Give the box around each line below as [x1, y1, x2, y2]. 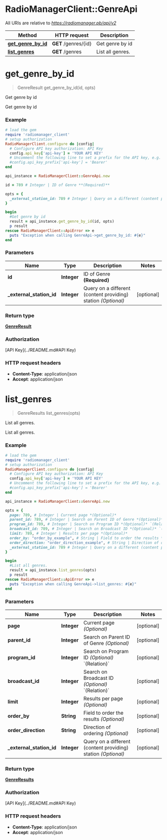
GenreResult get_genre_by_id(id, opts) [17, 85, 96, 91]
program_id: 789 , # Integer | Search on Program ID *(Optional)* [9, 522, 148, 527]
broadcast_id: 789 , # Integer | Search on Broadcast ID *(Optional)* [9, 526, 157, 532]
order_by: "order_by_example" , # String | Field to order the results [9, 536, 159, 541]
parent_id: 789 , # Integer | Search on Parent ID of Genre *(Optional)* [9, 517, 164, 522]
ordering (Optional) [83, 730, 129, 737]
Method [18, 31, 37, 38]
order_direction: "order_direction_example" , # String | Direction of [9, 540, 159, 545]
